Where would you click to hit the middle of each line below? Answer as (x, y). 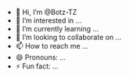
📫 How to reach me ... (52, 46)
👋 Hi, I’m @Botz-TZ (46, 12)
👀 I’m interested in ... (48, 20)
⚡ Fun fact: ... (37, 66)
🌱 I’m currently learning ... (57, 29)
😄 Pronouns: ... (41, 57)
